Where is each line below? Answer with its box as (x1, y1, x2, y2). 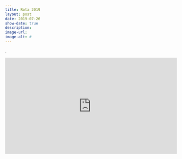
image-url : (5, 30, 27, 35)
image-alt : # (5, 35, 32, 40)
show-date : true (5, 21, 38, 26)
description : (5, 25, 32, 30)
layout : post (5, 12, 32, 17)
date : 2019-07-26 (5, 16, 41, 21)
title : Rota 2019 (5, 7, 41, 12)
